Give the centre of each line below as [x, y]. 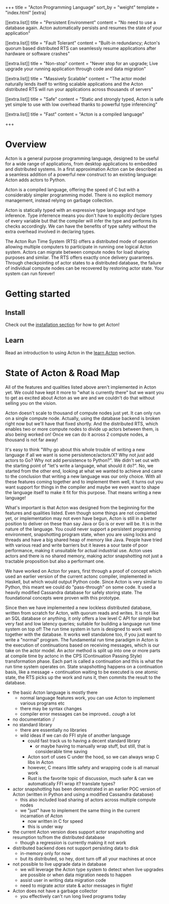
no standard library [32, 724]
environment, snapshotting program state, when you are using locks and [81, 534]
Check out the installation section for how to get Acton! [63, 325]
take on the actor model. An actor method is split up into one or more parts [83, 650]
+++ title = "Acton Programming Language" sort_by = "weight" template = [82, 7]
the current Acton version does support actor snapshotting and [78, 832]
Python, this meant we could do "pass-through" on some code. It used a [80, 587]
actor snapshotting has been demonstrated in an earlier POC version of [87, 789]
